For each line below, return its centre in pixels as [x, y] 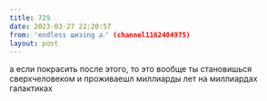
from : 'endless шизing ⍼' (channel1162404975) [100, 35]
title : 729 [30, 18]
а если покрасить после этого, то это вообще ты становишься [131, 69]
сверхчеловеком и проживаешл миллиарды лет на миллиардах [133, 79]
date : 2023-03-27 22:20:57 [60, 26]
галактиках [31, 88]
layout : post [34, 43]
